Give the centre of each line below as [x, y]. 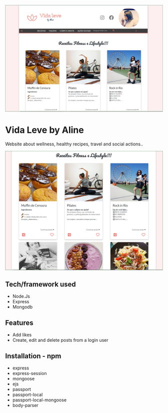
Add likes [22, 335]
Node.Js [21, 296]
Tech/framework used [40, 284]
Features [19, 323]
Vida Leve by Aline [44, 130]
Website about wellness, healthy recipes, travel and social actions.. [74, 144]
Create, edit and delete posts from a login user [60, 340]
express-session [29, 373]
